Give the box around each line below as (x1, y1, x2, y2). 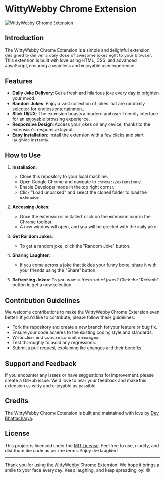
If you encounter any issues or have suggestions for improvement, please (5, 372, 154, 378)
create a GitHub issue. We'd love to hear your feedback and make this (5, 377, 147, 383)
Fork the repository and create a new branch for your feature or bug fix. (12, 324, 157, 330)
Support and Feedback (5, 359, 77, 367)
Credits (5, 397, 28, 405)
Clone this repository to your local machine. (19, 173, 108, 180)
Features (5, 77, 33, 85)
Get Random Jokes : (12, 233, 53, 239)
